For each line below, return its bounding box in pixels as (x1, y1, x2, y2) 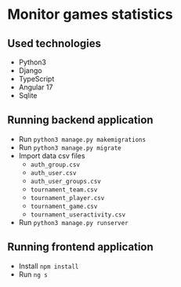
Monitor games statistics (7, 5, 173, 24)
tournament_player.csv (30, 194, 105, 202)
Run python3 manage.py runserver (18, 217, 129, 227)
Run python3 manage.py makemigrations (18, 134, 147, 143)
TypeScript (18, 74, 55, 83)
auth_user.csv (30, 169, 77, 177)
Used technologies (7, 37, 102, 50)
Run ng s (18, 269, 48, 279)
